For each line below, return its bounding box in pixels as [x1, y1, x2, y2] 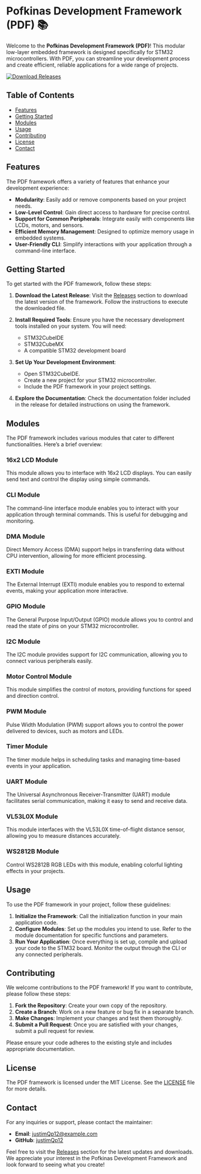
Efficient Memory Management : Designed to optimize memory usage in [14, 228, 194, 235]
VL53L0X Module [6, 812, 58, 821]
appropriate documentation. [6, 1045, 76, 1053]
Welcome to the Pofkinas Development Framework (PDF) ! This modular [6, 42, 185, 49]
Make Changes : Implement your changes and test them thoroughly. [14, 1015, 183, 1022]
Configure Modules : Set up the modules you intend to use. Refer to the [14, 925, 192, 932]
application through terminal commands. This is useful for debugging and [6, 510, 188, 518]
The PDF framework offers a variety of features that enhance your [6, 178, 170, 185]
